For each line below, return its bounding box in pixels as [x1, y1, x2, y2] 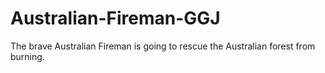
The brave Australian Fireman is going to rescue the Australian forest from [10, 40, 316, 52]
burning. [10, 50, 45, 62]
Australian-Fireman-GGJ [10, 7, 221, 30]
